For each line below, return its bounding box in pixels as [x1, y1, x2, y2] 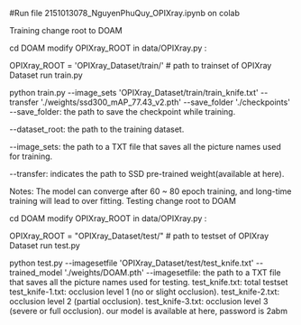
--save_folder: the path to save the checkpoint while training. [9, 107, 236, 116]
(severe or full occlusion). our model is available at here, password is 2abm [9, 306, 288, 316]
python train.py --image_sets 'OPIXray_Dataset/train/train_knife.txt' [9, 88, 259, 97]
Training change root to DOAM [9, 25, 123, 35]
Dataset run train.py [9, 70, 83, 80]
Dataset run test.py [9, 240, 81, 251]
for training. [9, 151, 53, 162]
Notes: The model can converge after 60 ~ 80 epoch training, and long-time [9, 186, 292, 197]
